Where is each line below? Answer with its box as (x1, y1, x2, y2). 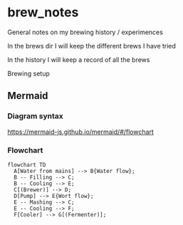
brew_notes (7, 4, 79, 21)
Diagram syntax (7, 111, 64, 121)
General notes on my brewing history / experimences (7, 28, 164, 36)
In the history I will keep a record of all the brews (7, 55, 150, 64)
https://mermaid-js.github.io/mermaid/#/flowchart (7, 127, 155, 136)
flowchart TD (7, 161, 46, 168)
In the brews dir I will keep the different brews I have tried (7, 41, 177, 50)
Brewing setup (7, 69, 50, 78)
